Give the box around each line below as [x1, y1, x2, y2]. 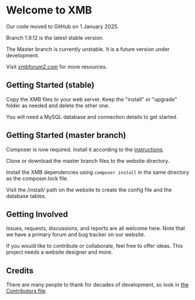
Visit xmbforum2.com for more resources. [6, 63, 107, 70]
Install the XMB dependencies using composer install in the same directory [6, 168, 190, 176]
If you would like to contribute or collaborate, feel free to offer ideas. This [6, 243, 183, 250]
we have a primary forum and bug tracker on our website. [6, 231, 146, 238]
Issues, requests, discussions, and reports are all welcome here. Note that [6, 225, 186, 232]
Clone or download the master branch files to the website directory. [6, 157, 170, 164]
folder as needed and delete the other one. [6, 102, 110, 109]
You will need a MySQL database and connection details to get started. [6, 113, 178, 120]
